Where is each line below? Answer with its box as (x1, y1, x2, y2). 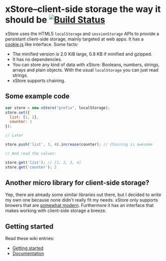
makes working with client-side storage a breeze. (5, 207, 107, 213)
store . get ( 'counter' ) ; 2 (5, 164, 57, 169)
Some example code (5, 92, 70, 100)
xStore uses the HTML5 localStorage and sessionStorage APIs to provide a (5, 30, 160, 36)
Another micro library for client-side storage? (5, 178, 150, 187)
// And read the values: (5, 151, 57, 156)
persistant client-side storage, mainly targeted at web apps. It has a (5, 36, 144, 42)
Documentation (12, 250, 44, 256)
